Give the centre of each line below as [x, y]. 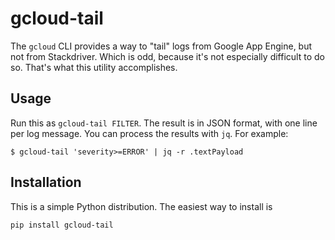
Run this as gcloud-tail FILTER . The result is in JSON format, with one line [164, 123]
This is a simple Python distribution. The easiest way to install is [141, 206]
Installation [46, 182]
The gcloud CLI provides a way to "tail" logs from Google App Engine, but [161, 46]
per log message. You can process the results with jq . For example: [149, 133]
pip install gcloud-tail [62, 225]
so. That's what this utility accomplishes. [94, 67]
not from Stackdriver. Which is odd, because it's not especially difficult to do [167, 56]
